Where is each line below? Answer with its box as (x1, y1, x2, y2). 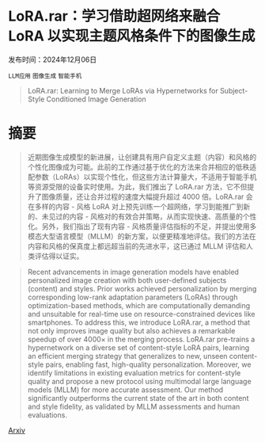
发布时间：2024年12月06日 (8, 55, 97, 64)
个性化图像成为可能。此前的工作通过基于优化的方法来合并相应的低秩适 (27, 162, 257, 171)
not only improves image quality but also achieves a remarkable (27, 326, 236, 335)
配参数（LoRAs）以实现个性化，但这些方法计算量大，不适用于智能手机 (27, 172, 257, 181)
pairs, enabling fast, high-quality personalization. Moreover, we (45, 360, 252, 369)
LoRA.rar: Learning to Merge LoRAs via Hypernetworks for (27, 86, 219, 95)
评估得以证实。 (34, 251, 84, 261)
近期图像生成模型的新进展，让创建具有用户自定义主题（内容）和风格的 (27, 152, 257, 162)
